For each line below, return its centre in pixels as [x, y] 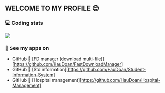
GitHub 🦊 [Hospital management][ [47, 80]
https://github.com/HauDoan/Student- [107, 69]
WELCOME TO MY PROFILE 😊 [52, 9]
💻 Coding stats [24, 23]
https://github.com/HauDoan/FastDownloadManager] [69, 64]
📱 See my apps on [27, 48]
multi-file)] [93, 59]
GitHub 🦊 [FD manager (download [47, 59]
